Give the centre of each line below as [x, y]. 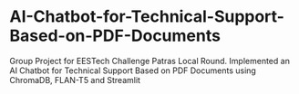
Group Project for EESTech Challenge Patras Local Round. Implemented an [149, 61]
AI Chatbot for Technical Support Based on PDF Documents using [133, 70]
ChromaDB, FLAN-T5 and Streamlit [75, 80]
